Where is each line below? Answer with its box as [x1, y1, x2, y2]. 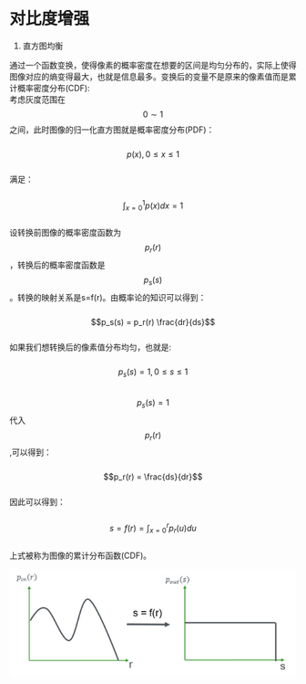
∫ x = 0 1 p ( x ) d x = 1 [122, 198, 184, 213]
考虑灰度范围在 [9, 93, 66, 105]
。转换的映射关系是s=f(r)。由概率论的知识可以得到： [9, 291, 207, 302]
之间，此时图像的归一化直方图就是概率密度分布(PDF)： [9, 124, 215, 135]
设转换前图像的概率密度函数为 [9, 227, 121, 238]
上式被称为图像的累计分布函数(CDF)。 [9, 550, 152, 561]
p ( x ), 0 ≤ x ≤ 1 [126, 148, 180, 160]
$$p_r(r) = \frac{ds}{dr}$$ [103, 471, 203, 482]
